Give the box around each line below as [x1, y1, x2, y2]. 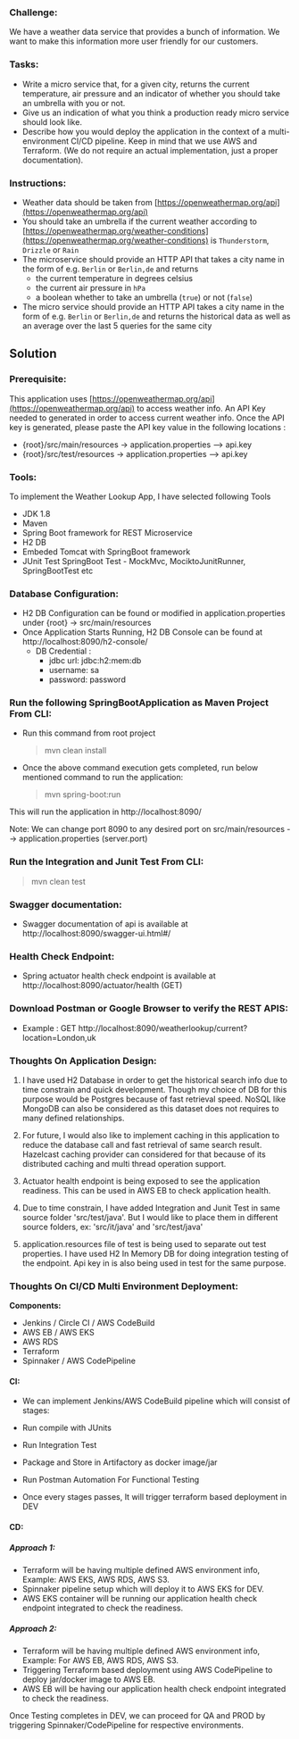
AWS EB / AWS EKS [21, 1327, 96, 1338]
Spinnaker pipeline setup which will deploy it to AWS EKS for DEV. [21, 1584, 265, 1594]
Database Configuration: [9, 587, 119, 600]
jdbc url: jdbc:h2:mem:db [48, 655, 142, 666]
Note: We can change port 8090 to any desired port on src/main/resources [9, 824, 286, 835]
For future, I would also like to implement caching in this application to [21, 1129, 279, 1140]
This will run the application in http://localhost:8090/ [9, 806, 203, 818]
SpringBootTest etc [21, 565, 94, 576]
